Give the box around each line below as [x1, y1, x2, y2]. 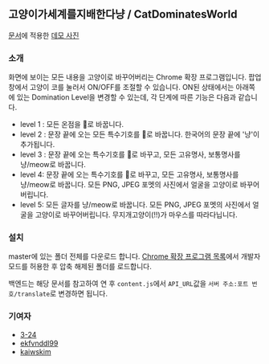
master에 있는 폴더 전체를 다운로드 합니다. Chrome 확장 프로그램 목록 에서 [8, 252, 239, 261]
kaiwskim [19, 346, 51, 356]
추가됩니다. [19, 140, 55, 149]
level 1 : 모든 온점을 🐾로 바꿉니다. [19, 120, 124, 129]
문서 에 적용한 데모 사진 [8, 31, 79, 40]
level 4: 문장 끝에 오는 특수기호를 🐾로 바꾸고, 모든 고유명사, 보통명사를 [19, 170, 239, 179]
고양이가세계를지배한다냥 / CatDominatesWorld [8, 7, 238, 22]
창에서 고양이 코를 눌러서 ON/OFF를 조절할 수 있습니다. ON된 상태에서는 [8, 83, 234, 92]
